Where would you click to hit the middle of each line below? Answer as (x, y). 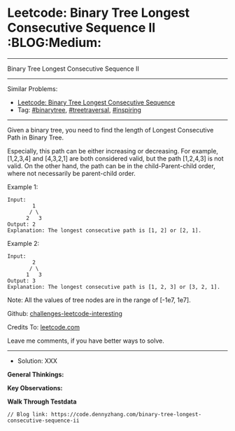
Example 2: (23, 243)
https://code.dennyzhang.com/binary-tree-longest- (126, 414)
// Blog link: (28, 414)
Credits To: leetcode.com (44, 327)
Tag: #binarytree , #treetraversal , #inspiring (79, 109)
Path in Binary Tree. (36, 137)
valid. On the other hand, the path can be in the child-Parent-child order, (111, 165)
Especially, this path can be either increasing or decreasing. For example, (113, 151)
